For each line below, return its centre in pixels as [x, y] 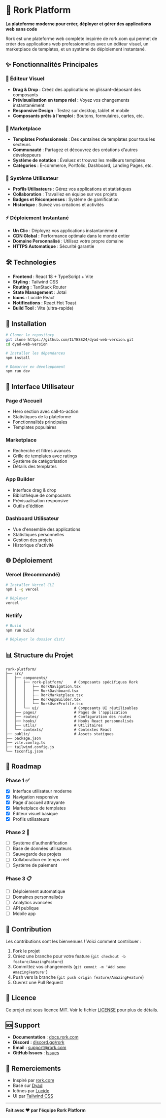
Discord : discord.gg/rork [38, 1042]
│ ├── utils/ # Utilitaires [54, 725]
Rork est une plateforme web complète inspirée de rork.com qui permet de [81, 39]
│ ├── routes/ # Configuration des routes [69, 717]
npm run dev [18, 371]
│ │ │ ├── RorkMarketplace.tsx [44, 695]
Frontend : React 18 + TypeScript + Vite [53, 277]
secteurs [22, 144]
